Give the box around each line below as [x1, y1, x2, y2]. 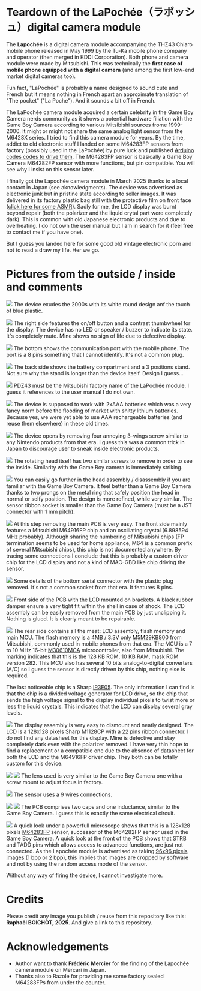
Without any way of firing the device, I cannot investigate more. [6, 872, 163, 879]
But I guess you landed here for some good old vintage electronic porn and [6, 240, 192, 247]
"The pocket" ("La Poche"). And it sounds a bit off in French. [6, 97, 156, 104]
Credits [6, 893, 44, 906]
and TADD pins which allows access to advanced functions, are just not [6, 841, 183, 848]
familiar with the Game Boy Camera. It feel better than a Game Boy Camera [6, 482, 191, 489]
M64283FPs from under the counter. [14, 978, 106, 986]
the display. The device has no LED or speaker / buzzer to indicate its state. [6, 326, 193, 333]
